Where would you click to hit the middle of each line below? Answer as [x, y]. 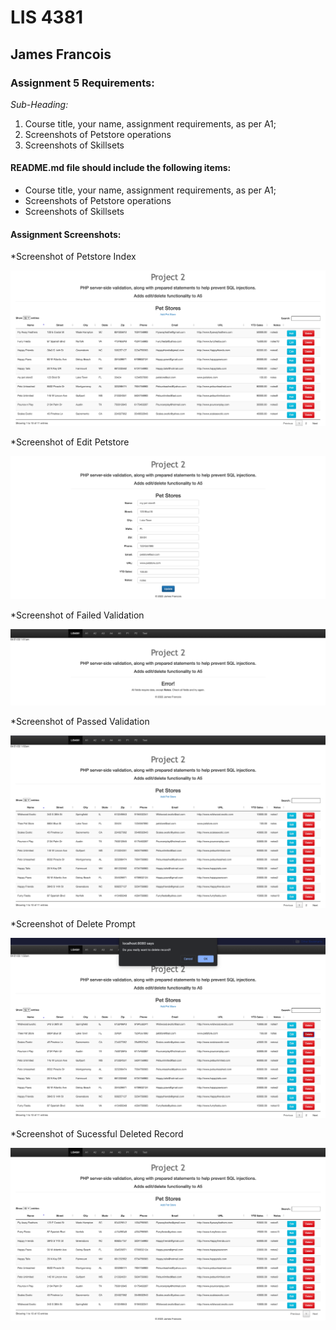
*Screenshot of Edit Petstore [70, 442]
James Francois [61, 54]
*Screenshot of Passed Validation [80, 721]
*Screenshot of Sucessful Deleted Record [97, 1134]
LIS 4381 [46, 17]
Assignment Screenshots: [66, 234]
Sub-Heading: [39, 104]
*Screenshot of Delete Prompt [73, 924]
